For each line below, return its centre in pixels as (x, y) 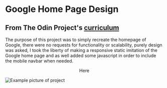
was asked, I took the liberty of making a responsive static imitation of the (81, 50)
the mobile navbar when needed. (39, 61)
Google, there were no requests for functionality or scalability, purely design (84, 45)
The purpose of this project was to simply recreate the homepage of (76, 39)
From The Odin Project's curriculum (62, 28)
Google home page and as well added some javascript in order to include (81, 55)
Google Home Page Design (62, 9)
